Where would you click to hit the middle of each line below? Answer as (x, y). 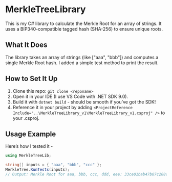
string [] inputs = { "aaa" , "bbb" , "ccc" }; (53, 165)
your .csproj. (26, 118)
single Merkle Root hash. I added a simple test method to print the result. (82, 63)
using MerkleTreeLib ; (28, 156)
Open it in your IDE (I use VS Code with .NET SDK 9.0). (70, 96)
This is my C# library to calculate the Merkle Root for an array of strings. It (83, 23)
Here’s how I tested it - (29, 146)
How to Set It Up (31, 79)
